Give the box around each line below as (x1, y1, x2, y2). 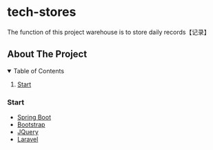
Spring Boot (17, 113, 52, 122)
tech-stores (7, 4, 77, 20)
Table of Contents (13, 66, 64, 75)
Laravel (17, 135, 39, 144)
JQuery (17, 128, 39, 136)
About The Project (7, 48, 88, 60)
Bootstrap (17, 120, 45, 129)
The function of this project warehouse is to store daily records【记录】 (7, 28, 210, 36)
